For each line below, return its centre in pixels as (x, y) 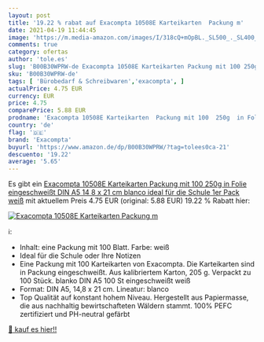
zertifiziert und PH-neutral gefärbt (75, 314)
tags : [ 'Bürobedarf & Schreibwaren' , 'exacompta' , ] (96, 81)
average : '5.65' (35, 162)
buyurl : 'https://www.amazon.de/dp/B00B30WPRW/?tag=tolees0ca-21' (119, 147)
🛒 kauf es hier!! (33, 329)
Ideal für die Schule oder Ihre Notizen (80, 256)
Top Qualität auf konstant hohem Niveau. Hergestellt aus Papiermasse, (134, 298)
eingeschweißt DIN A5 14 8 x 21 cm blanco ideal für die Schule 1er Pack (124, 193)
